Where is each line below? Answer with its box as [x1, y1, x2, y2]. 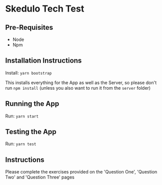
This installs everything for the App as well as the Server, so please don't [5, 79, 157, 86]
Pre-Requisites [5, 23, 53, 32]
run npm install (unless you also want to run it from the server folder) [5, 85, 151, 91]
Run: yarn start [5, 113, 39, 119]
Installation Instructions [5, 56, 82, 65]
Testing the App [5, 128, 57, 136]
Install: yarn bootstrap [5, 70, 52, 76]
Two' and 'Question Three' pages [5, 174, 75, 180]
